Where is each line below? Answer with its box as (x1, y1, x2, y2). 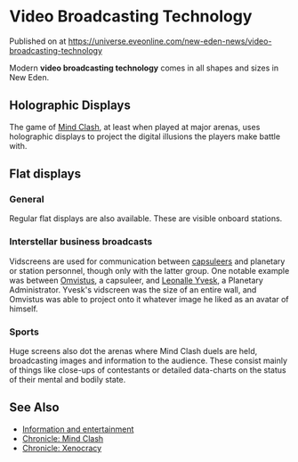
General (9, 194, 44, 206)
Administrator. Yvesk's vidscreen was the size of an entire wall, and (9, 284, 257, 295)
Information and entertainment (21, 424, 134, 434)
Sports (9, 326, 40, 338)
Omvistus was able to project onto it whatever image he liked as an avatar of (9, 293, 289, 304)
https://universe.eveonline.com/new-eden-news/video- (68, 36, 272, 46)
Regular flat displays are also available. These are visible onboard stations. (9, 213, 283, 224)
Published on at (9, 36, 67, 46)
